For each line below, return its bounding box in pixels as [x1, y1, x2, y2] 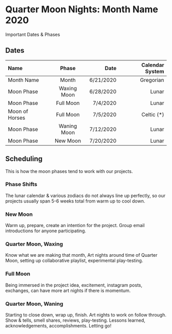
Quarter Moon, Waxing [5, 240, 63, 248]
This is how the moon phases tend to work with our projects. [5, 168, 133, 174]
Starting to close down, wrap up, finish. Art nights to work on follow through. [5, 312, 167, 318]
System [145, 68, 164, 75]
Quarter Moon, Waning [5, 300, 63, 307]
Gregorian [140, 76, 164, 83]
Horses [8, 114, 26, 121]
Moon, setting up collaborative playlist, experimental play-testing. [5, 257, 143, 264]
